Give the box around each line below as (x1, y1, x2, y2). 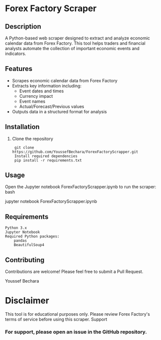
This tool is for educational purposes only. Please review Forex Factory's (5, 311, 150, 317)
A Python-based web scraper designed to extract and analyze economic (5, 35, 150, 41)
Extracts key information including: (12, 83, 81, 89)
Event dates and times (19, 88, 64, 94)
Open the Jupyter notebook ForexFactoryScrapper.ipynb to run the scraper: (5, 184, 157, 190)
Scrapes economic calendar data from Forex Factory (12, 77, 118, 83)
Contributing (5, 256, 45, 264)
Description (5, 22, 41, 31)
